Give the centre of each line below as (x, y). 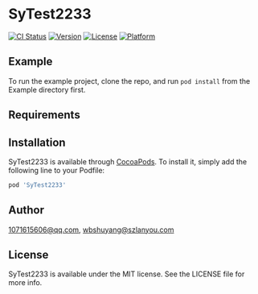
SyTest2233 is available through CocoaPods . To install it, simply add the (128, 161)
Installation (37, 142)
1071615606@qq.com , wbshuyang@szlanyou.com (91, 230)
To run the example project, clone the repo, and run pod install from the (129, 81)
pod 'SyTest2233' (37, 185)
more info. (25, 283)
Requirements (44, 115)
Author (26, 210)
